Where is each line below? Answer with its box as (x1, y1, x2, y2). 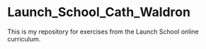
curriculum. (7, 34, 41, 43)
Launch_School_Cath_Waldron (7, 4, 191, 20)
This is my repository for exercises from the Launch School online (7, 27, 200, 36)
